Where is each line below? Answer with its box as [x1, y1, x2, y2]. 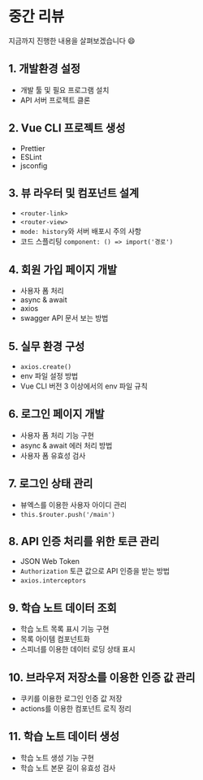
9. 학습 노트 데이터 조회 [8, 600, 118, 614]
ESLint [19, 152, 42, 162]
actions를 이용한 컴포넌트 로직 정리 [19, 704, 132, 713]
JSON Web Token [19, 557, 80, 566]
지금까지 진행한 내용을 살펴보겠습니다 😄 [8, 36, 136, 45]
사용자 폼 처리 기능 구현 [19, 430, 95, 440]
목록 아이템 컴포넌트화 [19, 635, 91, 644]
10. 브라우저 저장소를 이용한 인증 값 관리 [8, 670, 196, 684]
